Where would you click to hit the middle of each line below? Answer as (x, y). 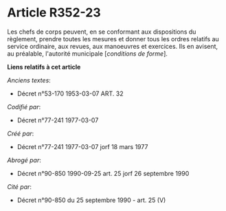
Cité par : (20, 186)
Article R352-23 (54, 13)
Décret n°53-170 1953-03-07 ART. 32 (70, 93)
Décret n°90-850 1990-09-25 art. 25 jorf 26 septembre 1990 (103, 173)
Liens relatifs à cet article (44, 67)
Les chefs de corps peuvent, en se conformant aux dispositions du (102, 32)
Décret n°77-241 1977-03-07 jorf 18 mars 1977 (82, 146)
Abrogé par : (24, 160)
